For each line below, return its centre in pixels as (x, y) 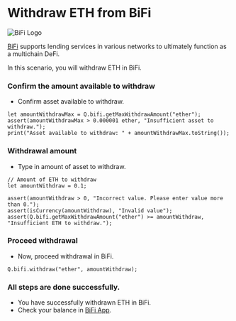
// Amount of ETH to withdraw (52, 180)
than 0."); (23, 205)
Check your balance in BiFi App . (64, 310)
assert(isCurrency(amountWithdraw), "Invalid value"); (90, 211)
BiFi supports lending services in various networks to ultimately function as (117, 46)
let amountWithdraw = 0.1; (47, 186)
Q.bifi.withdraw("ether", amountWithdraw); (73, 269)
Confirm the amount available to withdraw (82, 86)
